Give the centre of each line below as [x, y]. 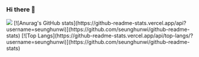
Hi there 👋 [21, 9]
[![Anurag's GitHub [37, 23]
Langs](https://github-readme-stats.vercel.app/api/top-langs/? [115, 36]
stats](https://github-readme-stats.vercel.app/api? [124, 23]
